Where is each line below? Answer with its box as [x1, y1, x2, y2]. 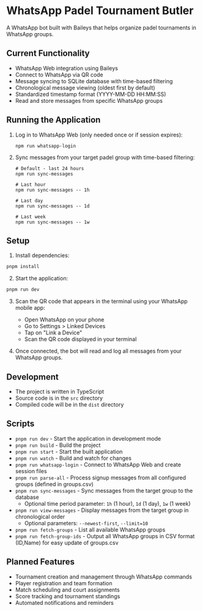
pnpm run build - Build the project [15, 441, 101, 449]
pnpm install [6, 264, 40, 270]
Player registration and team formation [15, 579, 113, 587]
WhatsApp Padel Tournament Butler [6, 4, 194, 18]
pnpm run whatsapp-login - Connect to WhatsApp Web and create [15, 460, 182, 468]
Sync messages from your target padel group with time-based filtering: [15, 154, 195, 161]
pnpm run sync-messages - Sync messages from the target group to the [15, 487, 193, 494]
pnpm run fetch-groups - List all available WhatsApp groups [15, 526, 166, 533]
